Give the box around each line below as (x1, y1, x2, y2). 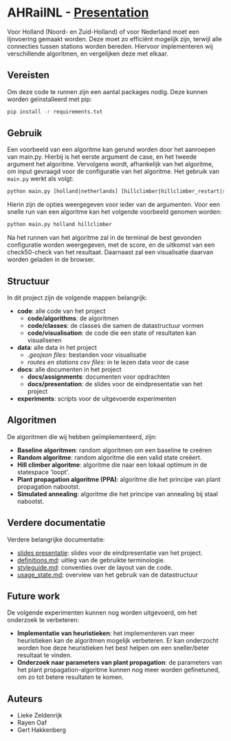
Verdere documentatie (7, 517, 106, 529)
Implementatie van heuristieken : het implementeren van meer (16, 629, 195, 637)
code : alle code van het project (16, 307, 106, 315)
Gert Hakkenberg (16, 726, 67, 734)
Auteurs (7, 693, 43, 705)
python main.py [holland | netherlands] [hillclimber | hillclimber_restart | (7, 188, 223, 195)
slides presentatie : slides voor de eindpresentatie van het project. (16, 549, 203, 557)
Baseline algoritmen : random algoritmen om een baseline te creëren (16, 445, 212, 454)
